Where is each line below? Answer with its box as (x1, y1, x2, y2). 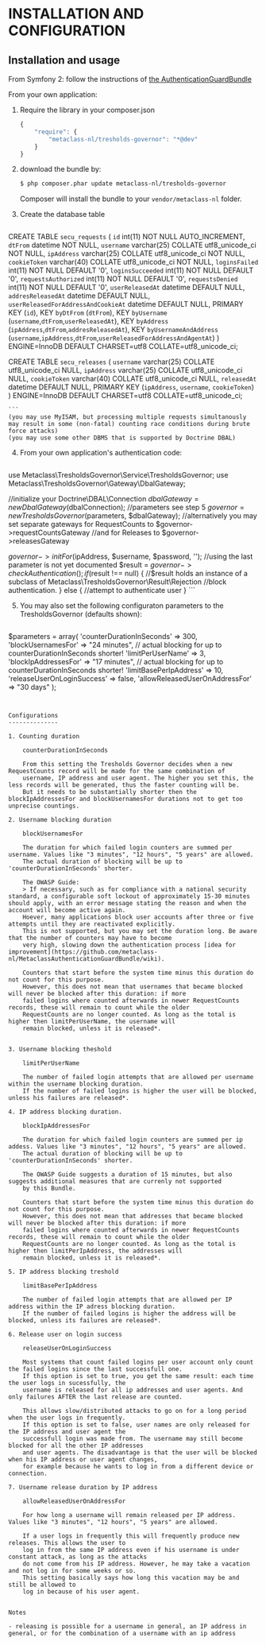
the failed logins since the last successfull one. (8, 1365, 183, 1373)
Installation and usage (8, 53, 121, 67)
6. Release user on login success (8, 1330, 123, 1339)
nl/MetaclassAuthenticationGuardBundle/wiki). (8, 955, 165, 963)
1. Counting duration (8, 733, 80, 741)
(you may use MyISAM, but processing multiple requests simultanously (8, 413, 247, 421)
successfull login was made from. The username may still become (22, 1435, 244, 1443)
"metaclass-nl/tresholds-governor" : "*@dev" (48, 135, 199, 143)
